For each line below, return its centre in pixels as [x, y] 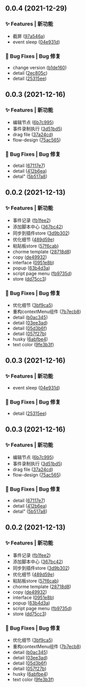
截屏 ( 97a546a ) [29, 36]
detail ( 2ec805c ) [30, 73]
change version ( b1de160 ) [40, 67]
